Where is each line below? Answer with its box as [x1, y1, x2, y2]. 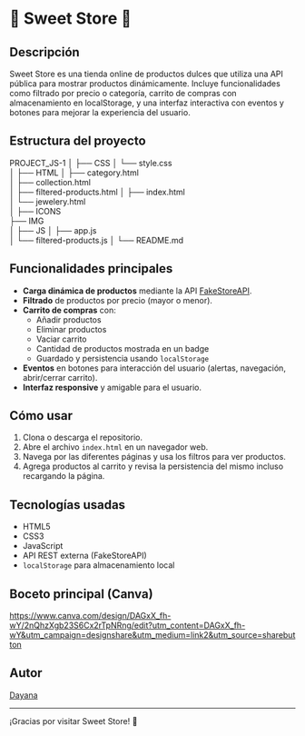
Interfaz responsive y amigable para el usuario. [22, 382, 202, 393]
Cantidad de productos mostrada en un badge [35, 343, 210, 353]
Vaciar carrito [35, 333, 87, 344]
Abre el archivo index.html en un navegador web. [22, 442, 209, 453]
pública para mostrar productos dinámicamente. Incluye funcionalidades [9, 78, 281, 89]
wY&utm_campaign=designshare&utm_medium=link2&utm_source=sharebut [9, 630, 296, 641]
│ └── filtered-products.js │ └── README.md [9, 234, 184, 245]
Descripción [9, 45, 80, 60]
